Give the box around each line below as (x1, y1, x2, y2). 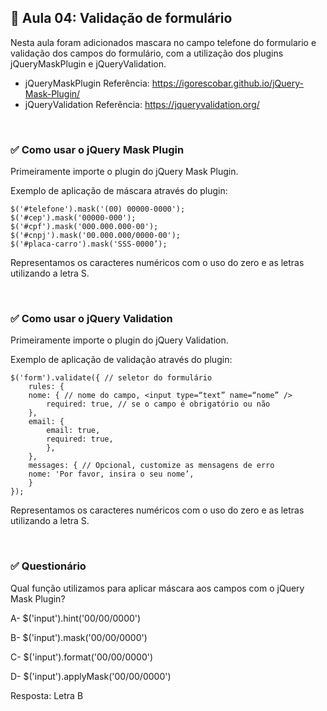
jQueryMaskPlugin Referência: (24, 77, 150, 89)
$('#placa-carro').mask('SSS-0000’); (10, 239, 168, 250)
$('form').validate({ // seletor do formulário (10, 373, 213, 383)
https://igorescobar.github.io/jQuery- (151, 77, 304, 89)
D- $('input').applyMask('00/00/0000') (10, 670, 172, 682)
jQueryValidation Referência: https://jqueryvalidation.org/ (24, 98, 260, 110)
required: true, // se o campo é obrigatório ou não (46, 399, 271, 410)
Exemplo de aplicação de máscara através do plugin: (10, 185, 228, 197)
